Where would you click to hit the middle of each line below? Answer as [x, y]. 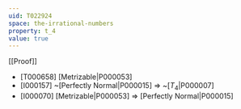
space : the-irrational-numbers [61, 23]
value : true [28, 38]
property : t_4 [32, 31]
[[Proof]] [23, 61]
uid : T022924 [30, 16]
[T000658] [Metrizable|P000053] [76, 77]
